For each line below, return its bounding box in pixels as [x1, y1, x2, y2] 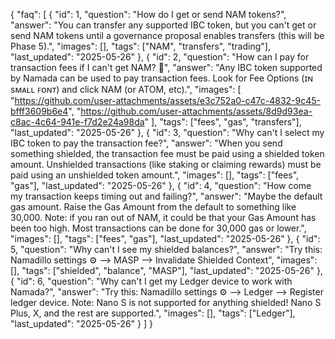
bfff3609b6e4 [10, 105, 69, 117]
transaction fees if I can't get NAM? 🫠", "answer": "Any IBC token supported [10, 62, 323, 73]
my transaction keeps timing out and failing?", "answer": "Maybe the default [10, 190, 323, 202]
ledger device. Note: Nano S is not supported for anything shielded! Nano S [10, 297, 322, 308]
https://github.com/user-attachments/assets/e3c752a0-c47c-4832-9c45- [14, 95, 322, 106]
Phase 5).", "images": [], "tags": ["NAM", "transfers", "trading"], [10, 40, 271, 52]
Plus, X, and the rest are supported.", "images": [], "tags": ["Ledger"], [10, 307, 296, 319]
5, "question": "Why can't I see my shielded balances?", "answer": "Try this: [10, 244, 323, 255]
